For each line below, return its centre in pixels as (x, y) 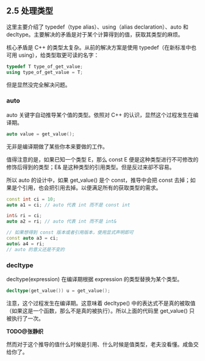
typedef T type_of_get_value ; (45, 66)
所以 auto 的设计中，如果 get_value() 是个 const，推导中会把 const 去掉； (99, 180)
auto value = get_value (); (41, 134)
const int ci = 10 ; (31, 199)
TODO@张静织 (25, 331)
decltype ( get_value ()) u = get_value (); (59, 291)
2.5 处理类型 (30, 11)
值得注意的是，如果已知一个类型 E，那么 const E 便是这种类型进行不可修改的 (103, 159)
